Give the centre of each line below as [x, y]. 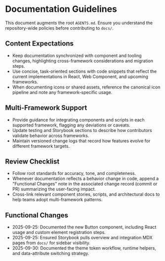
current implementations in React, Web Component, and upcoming [80, 76]
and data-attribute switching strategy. [51, 254]
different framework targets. [41, 146]
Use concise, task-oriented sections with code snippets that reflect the [84, 71]
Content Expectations [40, 44]
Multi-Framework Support [46, 108]
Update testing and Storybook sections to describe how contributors [82, 130]
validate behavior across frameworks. [51, 135]
